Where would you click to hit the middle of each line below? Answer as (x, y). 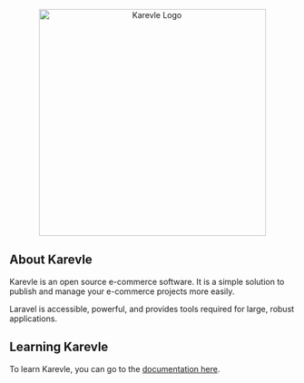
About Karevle (51, 260)
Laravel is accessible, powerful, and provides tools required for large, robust (152, 309)
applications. (33, 319)
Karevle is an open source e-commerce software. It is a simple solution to (147, 281)
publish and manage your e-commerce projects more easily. (122, 291)
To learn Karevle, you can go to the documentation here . (115, 368)
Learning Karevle (59, 347)
